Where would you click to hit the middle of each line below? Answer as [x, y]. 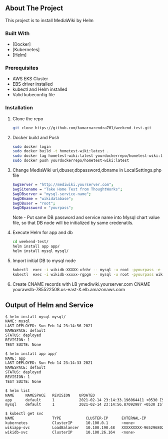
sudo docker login [31, 147]
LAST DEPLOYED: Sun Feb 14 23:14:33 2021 [49, 363]
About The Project [34, 8]
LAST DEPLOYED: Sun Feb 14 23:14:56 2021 [49, 326]
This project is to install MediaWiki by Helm [49, 20]
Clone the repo [28, 119]
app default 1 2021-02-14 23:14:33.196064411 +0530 [81, 400]
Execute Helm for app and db [42, 233]
